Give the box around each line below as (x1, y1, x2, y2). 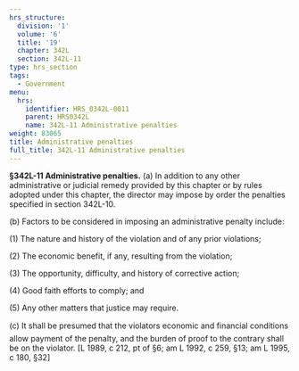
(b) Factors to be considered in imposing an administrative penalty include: (9, 216, 285, 227)
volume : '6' (17, 29, 62, 38)
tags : (9, 71, 29, 80)
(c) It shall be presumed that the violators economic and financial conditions (9, 320, 288, 331)
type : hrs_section (9, 63, 78, 72)
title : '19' (17, 37, 62, 47)
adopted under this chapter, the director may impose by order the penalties (9, 189, 286, 200)
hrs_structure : (9, 12, 66, 22)
